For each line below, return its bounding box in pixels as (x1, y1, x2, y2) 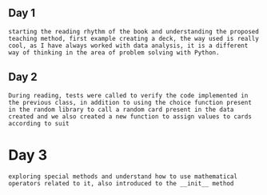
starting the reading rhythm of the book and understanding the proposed (8, 27, 260, 35)
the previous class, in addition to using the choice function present (8, 98, 252, 106)
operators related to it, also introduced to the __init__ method (8, 179, 234, 187)
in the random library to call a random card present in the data (8, 105, 234, 113)
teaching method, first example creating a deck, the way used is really (8, 34, 260, 42)
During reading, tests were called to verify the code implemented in (8, 91, 249, 99)
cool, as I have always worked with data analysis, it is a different (8, 42, 249, 50)
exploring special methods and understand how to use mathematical (8, 172, 238, 181)
